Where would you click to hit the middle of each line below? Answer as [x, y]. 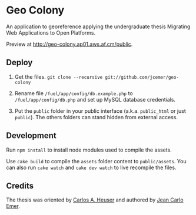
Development [31, 136]
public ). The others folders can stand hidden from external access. [96, 117]
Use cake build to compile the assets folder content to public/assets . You [96, 161]
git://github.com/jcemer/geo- [142, 77]
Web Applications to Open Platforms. [51, 32]
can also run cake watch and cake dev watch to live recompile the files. [91, 167]
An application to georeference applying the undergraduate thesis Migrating [98, 26]
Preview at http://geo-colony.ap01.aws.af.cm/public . [69, 44]
